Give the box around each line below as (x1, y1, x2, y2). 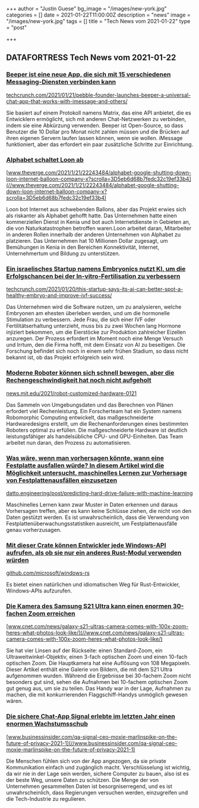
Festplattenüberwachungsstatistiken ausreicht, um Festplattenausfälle (6, 519, 178, 527)
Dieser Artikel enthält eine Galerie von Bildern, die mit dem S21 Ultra (6, 666, 172, 673)
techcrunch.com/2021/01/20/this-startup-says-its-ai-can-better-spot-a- (6, 286, 183, 293)
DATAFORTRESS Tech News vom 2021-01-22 (6, 53, 176, 63)
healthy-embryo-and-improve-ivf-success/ (6, 292, 112, 299)
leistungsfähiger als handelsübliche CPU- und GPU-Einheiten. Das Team (6, 433, 184, 440)
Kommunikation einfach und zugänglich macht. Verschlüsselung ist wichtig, (6, 763, 191, 771)
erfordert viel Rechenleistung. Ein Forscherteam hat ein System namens (6, 407, 182, 414)
